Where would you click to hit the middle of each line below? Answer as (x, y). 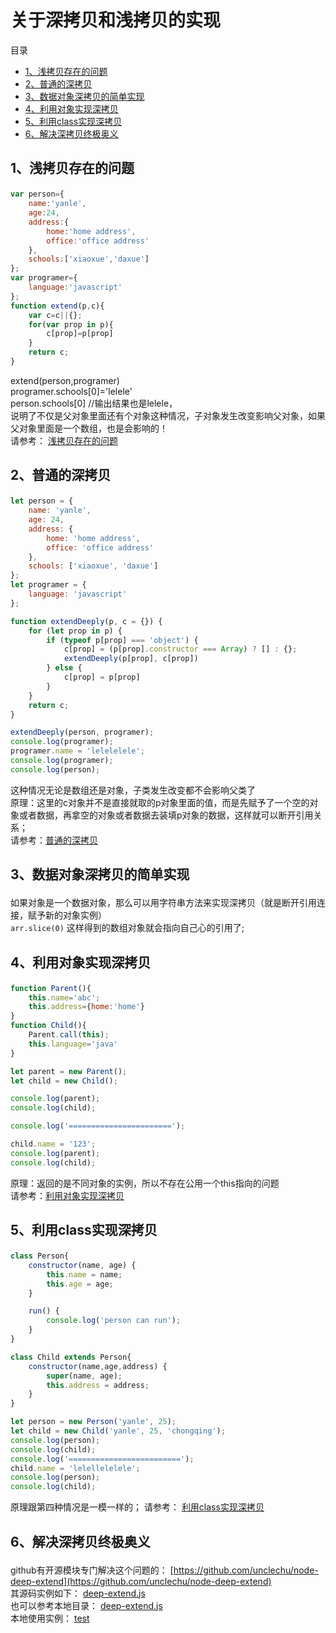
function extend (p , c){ (57, 306)
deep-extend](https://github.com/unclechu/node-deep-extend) (141, 1581)
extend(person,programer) (65, 380)
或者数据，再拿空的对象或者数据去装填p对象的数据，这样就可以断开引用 (166, 815)
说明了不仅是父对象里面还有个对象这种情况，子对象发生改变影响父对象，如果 (168, 415)
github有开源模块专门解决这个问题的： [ (92, 1570)
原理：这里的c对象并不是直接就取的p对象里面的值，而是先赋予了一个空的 (160, 802)
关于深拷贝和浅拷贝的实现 (116, 20)
